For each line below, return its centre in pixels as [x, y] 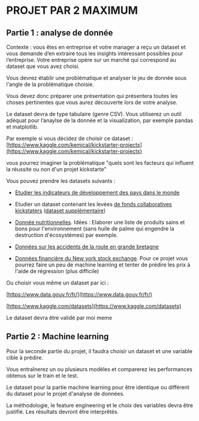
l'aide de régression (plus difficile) [57, 271]
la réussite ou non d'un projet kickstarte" [56, 169]
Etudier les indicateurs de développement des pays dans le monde [97, 192]
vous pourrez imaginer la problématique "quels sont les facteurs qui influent [100, 163]
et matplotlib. [22, 127]
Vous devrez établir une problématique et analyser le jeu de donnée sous [97, 78]
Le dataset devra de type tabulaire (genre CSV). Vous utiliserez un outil [94, 114]
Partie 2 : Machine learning [58, 336]
